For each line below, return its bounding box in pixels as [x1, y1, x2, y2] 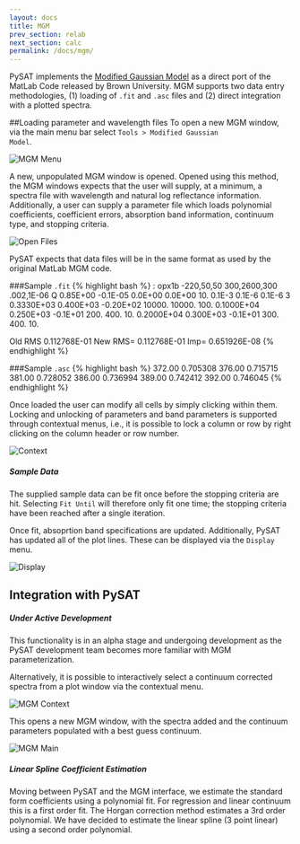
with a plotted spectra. [9, 100, 92, 110]
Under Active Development [9, 612, 112, 624]
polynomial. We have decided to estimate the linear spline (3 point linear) [9, 814, 279, 826]
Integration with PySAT [9, 587, 141, 602]
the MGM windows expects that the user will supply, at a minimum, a [9, 180, 262, 191]
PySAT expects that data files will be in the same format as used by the [9, 253, 271, 265]
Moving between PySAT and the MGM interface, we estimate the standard [9, 787, 283, 797]
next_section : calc [9, 38, 82, 48]
